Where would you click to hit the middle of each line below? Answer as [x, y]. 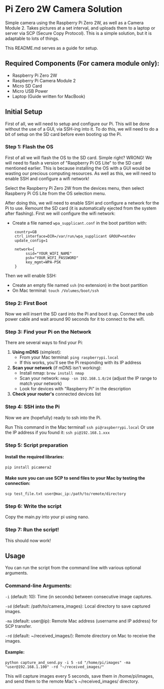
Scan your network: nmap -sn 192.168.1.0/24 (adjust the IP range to [88, 379]
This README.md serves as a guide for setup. [52, 48]
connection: [18, 483]
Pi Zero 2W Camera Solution [64, 9]
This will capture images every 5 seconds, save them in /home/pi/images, [80, 676]
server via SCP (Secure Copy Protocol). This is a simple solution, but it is [79, 33]
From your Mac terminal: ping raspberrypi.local [69, 357]
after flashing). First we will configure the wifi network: [60, 213]
